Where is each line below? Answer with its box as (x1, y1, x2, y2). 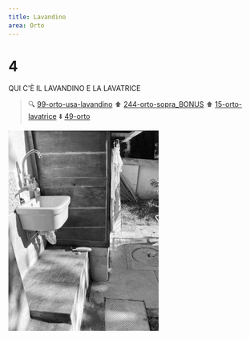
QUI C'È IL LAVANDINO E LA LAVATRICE (8, 84, 141, 93)
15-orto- (215, 100, 243, 109)
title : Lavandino (8, 13, 67, 21)
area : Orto (8, 21, 45, 30)
